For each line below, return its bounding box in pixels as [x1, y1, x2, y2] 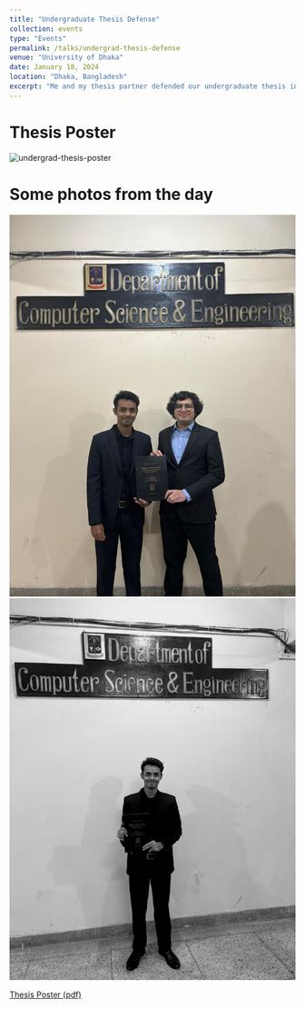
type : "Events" [9, 34, 67, 43]
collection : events [9, 24, 84, 34]
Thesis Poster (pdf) [9, 989, 82, 1000]
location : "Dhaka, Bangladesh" [9, 73, 128, 82]
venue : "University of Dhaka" [9, 53, 124, 63]
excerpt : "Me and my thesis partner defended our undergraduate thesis [9, 82, 286, 91]
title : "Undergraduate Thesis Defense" [9, 15, 161, 24]
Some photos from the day [9, 184, 213, 205]
